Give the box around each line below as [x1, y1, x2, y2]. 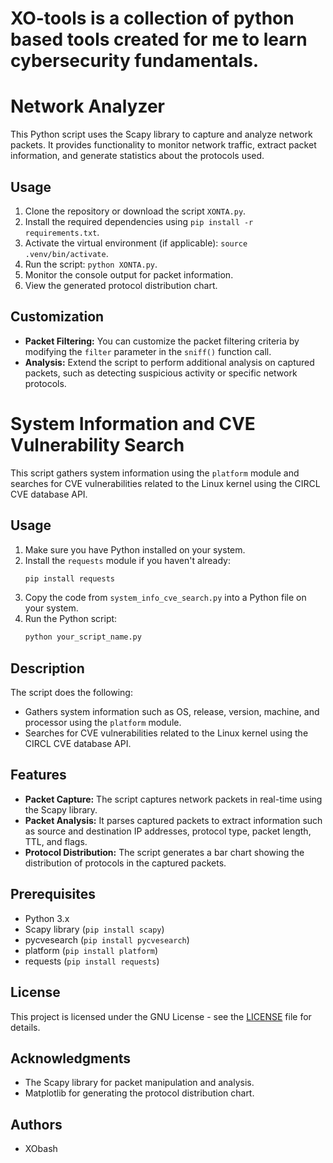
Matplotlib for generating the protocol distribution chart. [24, 1087, 255, 1099]
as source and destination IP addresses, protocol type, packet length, [24, 825, 312, 837]
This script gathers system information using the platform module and [10, 467, 300, 479]
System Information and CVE [10, 412, 256, 435]
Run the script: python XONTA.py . [24, 258, 158, 270]
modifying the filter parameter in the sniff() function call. [24, 345, 272, 357]
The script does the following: [10, 687, 133, 699]
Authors [10, 1116, 63, 1133]
